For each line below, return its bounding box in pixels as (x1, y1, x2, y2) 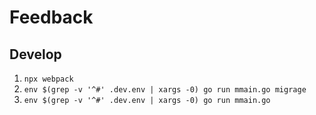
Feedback (9, 6, 94, 29)
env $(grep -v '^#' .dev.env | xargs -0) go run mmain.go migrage (23, 85, 307, 95)
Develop (9, 46, 62, 63)
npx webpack (23, 74, 74, 84)
